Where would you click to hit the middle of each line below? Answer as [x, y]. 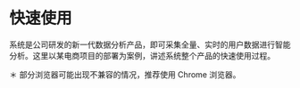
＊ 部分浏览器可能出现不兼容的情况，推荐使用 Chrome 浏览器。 [125, 74]
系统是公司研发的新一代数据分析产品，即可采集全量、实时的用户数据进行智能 [150, 44]
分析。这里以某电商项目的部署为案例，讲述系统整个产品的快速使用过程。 [142, 55]
